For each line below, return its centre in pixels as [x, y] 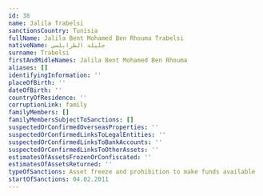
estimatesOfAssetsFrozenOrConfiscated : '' [80, 157]
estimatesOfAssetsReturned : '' [60, 165]
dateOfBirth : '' [35, 90]
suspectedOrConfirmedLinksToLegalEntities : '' [87, 134]
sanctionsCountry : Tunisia [53, 30]
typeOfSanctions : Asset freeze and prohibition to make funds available [132, 172]
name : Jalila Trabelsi [46, 23]
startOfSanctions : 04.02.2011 [59, 180]
